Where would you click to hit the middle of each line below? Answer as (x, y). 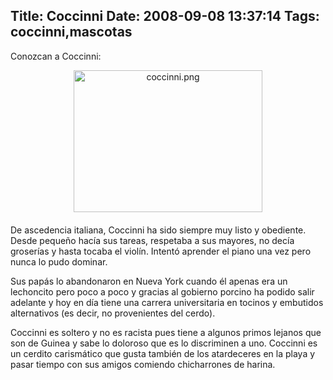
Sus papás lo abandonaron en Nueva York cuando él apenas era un (149, 281)
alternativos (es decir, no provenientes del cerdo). (113, 313)
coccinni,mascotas (71, 32)
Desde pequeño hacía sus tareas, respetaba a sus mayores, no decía (152, 240)
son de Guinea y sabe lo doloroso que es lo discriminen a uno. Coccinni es (164, 343)
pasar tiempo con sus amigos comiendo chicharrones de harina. (143, 364)
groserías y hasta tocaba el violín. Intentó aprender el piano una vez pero (161, 251)
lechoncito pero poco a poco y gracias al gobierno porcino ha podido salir (162, 291)
